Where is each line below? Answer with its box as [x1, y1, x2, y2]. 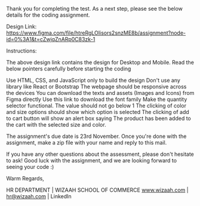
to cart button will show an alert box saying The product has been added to [6, 115, 191, 122]
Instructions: [6, 47, 37, 54]
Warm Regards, [6, 175, 45, 182]
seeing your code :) [6, 164, 54, 170]
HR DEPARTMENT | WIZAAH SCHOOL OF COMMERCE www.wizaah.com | [6, 186, 189, 193]
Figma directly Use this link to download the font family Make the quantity [6, 96, 187, 103]
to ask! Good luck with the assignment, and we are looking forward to [6, 157, 177, 164]
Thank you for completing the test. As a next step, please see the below [6, 5, 183, 12]
